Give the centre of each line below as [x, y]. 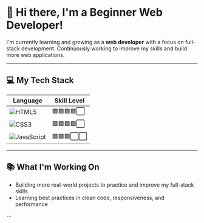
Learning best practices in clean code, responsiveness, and [90, 198]
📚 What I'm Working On [53, 167]
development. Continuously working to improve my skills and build [104, 48]
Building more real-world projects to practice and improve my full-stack [104, 185]
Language [28, 101]
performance [32, 204]
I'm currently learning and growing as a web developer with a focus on [95, 42]
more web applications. [36, 55]
